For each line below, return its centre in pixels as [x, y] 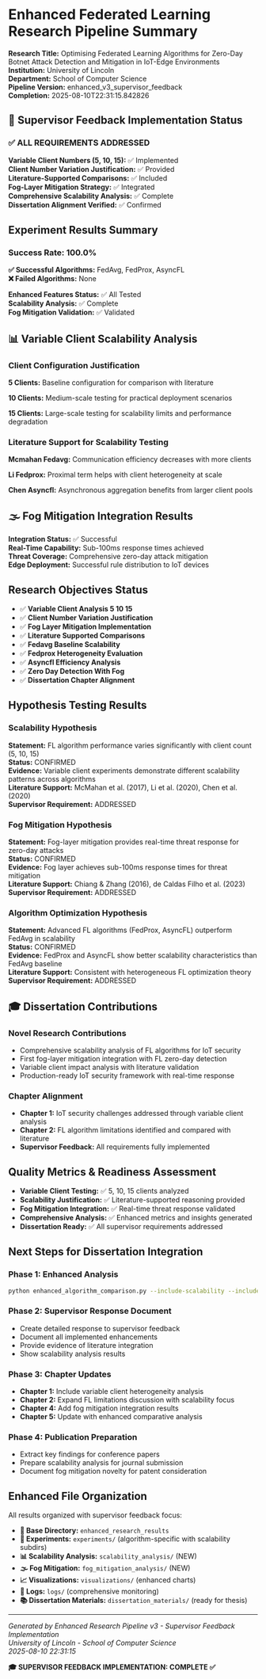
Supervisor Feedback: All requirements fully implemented [115, 1147]
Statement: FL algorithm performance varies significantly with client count [130, 745]
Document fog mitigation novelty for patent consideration [113, 1472]
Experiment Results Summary [83, 230]
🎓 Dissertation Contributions [83, 1006]
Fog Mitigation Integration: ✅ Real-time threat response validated [127, 1209]
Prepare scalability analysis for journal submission [101, 1463]
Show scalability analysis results [72, 1353]
